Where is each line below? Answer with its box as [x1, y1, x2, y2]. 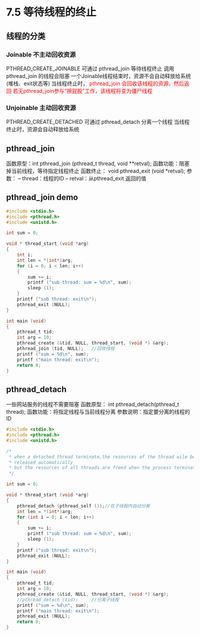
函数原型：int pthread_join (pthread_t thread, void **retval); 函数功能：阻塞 [6, 160, 190, 167]
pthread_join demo [6, 192, 79, 202]
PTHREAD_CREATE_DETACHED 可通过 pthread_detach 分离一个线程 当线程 [6, 119, 190, 126]
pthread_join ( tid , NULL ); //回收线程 [17, 346, 115, 352]
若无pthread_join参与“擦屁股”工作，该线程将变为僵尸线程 [12, 87, 153, 94]
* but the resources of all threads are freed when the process [8, 465, 171, 471]
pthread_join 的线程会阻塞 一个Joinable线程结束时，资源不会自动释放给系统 [6, 72, 192, 79]
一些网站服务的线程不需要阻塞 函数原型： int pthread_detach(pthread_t [6, 401, 180, 408]
